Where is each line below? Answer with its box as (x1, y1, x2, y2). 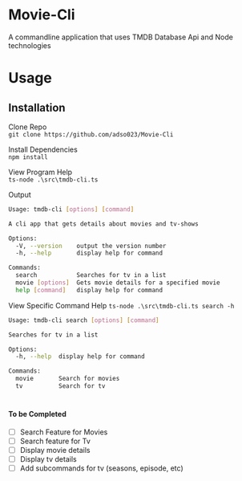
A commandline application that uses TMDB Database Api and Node (8, 32, 234, 42)
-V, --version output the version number (15, 242, 167, 250)
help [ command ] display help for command (15, 286, 163, 294)
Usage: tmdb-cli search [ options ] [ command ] (8, 316, 159, 324)
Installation (8, 100, 66, 114)
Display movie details (19, 445, 91, 455)
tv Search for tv (15, 382, 106, 390)
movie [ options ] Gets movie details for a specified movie (15, 279, 220, 287)
